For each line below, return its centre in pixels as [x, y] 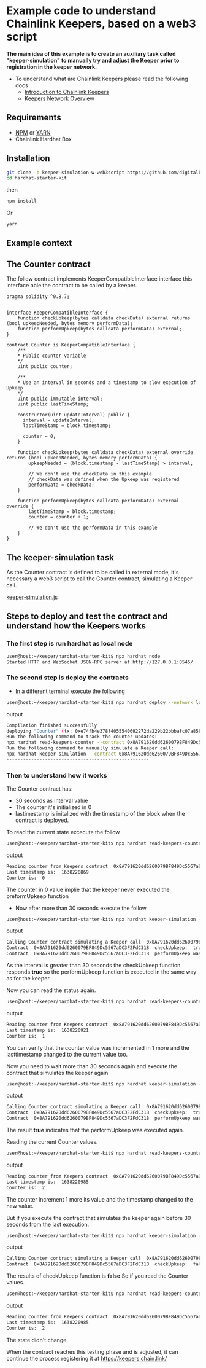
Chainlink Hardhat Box [43, 139]
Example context [39, 243]
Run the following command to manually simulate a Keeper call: [90, 748]
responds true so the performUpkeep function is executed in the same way [101, 972]
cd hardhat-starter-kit [37, 178]
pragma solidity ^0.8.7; [38, 297]
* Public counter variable [52, 356]
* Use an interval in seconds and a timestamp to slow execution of [107, 383]
